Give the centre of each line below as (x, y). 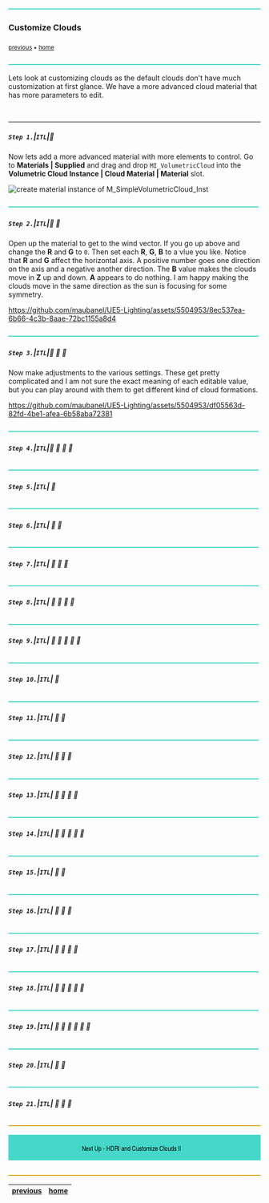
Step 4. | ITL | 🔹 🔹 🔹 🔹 (41, 448)
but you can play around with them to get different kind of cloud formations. (133, 390)
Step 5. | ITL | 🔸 (32, 486)
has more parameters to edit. (56, 95)
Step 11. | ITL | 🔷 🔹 (37, 718)
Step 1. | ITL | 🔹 (31, 136)
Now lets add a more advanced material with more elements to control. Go (131, 157)
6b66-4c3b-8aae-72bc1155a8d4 (62, 318)
